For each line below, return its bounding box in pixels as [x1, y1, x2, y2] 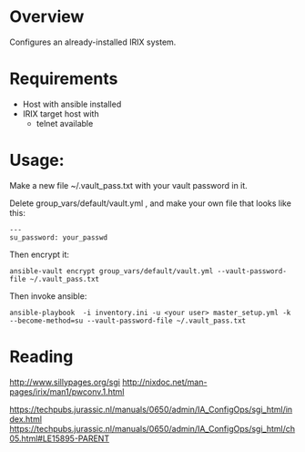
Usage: [9, 150, 66, 170]
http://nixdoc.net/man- [122, 376, 208, 387]
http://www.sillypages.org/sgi [9, 376, 121, 387]
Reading [9, 346, 74, 366]
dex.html [9, 413, 43, 425]
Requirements [9, 68, 118, 89]
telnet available [36, 118, 94, 128]
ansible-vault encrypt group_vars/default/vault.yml [9, 266, 214, 275]
